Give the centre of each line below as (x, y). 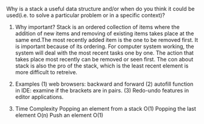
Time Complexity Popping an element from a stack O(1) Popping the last (106, 108)
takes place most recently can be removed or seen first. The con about (104, 59)
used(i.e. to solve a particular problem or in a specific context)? (86, 15)
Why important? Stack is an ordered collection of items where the (97, 27)
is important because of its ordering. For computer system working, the (104, 46)
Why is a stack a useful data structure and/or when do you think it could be (100, 9)
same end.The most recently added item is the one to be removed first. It (107, 40)
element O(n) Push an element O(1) (59, 115)
